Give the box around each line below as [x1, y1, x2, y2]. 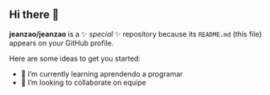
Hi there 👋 [9, 8, 59, 22]
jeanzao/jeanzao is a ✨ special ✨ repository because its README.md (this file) [9, 29, 262, 38]
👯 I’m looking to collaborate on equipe [20, 77, 147, 87]
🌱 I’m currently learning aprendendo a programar [20, 69, 183, 78]
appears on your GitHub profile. [9, 38, 114, 48]
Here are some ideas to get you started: [9, 53, 141, 63]
